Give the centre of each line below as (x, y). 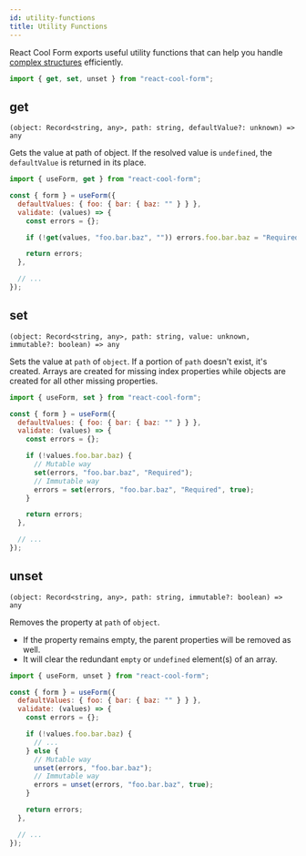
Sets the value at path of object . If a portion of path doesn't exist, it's (138, 362)
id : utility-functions (52, 18)
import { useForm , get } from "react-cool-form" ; (106, 179)
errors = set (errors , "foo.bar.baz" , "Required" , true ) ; (144, 489)
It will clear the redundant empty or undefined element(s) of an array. (150, 659)
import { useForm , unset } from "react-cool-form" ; (109, 676)
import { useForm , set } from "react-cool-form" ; (106, 397)
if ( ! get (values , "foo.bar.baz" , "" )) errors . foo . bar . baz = (142, 238)
